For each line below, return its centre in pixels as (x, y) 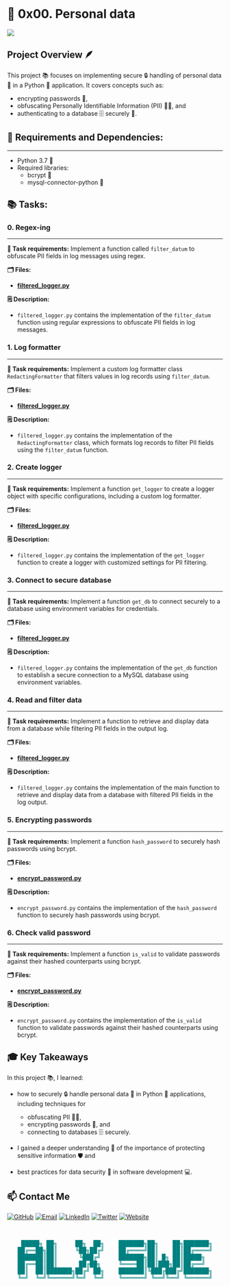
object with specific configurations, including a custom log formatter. (104, 496)
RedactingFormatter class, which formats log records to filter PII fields (115, 442)
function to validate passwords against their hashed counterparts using (117, 1028)
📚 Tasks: (27, 204)
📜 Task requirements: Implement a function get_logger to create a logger (111, 488)
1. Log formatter (34, 347)
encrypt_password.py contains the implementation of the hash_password (117, 907)
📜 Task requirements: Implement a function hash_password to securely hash (114, 841)
